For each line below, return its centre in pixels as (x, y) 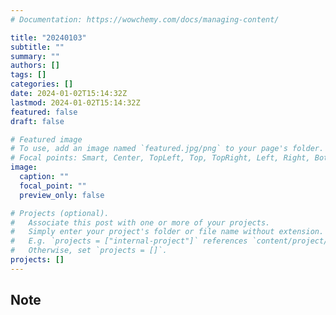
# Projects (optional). (60, 213)
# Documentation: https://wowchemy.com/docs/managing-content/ (145, 19)
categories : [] (42, 84)
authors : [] (35, 66)
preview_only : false (62, 195)
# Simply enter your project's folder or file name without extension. (167, 232)
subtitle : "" (37, 47)
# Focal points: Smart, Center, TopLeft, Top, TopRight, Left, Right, (160, 158)
